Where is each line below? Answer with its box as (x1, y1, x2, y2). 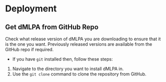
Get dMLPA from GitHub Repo (5, 23, 98, 31)
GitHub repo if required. (5, 47, 54, 52)
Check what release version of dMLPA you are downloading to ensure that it (5, 36, 161, 42)
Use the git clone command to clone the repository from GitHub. (12, 71, 147, 77)
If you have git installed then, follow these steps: (12, 56, 113, 62)
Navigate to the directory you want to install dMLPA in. (12, 66, 124, 72)
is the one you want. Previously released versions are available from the (5, 41, 153, 47)
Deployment (5, 3, 57, 14)
